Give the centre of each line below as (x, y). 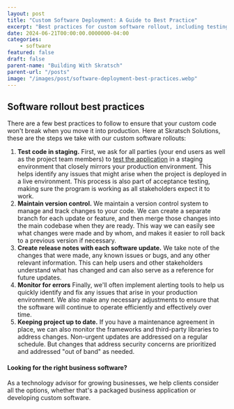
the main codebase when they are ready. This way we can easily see (116, 226)
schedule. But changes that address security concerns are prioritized (117, 344)
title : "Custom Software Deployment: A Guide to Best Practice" (102, 20)
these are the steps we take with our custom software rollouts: (97, 138)
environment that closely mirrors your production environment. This (114, 167)
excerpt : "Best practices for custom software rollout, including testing (118, 26)
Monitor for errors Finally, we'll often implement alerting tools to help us (121, 285)
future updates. (39, 278)
